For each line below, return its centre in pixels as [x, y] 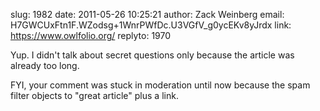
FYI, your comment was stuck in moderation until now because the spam [160, 85]
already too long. [45, 65]
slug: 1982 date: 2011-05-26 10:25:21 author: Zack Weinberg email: [147, 14]
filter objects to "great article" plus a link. [94, 95]
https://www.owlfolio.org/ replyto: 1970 [91, 35]
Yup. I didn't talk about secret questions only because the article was [152, 55]
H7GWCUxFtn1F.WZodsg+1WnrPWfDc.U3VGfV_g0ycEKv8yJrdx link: [151, 25]
